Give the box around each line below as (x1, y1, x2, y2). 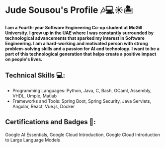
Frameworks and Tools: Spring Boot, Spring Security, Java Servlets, (12, 98, 152, 104)
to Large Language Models (5, 137, 61, 143)
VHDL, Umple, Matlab (12, 93, 57, 99)
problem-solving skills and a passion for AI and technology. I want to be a (5, 46, 160, 52)
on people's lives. (5, 56, 43, 62)
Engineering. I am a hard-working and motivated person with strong (5, 40, 148, 46)
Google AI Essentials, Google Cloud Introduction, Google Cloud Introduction (5, 132, 161, 138)
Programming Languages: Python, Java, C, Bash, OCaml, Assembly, (12, 87, 152, 93)
